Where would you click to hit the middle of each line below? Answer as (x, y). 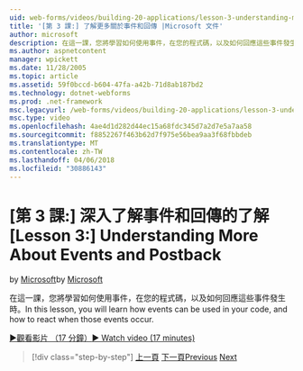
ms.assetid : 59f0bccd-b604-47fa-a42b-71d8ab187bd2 (106, 85)
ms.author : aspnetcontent (58, 51)
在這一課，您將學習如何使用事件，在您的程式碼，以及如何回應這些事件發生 (147, 298)
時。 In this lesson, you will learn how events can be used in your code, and (149, 309)
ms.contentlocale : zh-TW (56, 151)
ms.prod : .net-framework (56, 101)
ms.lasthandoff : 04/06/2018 (62, 160)
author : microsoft (44, 34)
